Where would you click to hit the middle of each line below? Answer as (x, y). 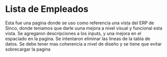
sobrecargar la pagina (28, 49)
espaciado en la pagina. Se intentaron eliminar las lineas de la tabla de (78, 39)
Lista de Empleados (47, 9)
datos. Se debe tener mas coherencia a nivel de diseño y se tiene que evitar (83, 44)
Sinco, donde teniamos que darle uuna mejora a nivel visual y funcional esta (84, 28)
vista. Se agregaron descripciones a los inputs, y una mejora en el (73, 33)
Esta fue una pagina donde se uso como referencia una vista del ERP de (80, 23)
